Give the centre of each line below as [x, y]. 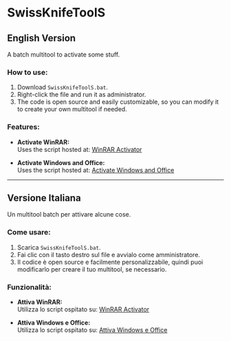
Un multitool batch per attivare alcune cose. [69, 214]
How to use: [27, 72]
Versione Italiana [44, 198]
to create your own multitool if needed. [72, 109]
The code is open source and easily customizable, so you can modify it [118, 102]
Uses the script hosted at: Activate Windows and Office [96, 170]
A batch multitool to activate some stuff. [64, 54]
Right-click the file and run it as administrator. [81, 95]
